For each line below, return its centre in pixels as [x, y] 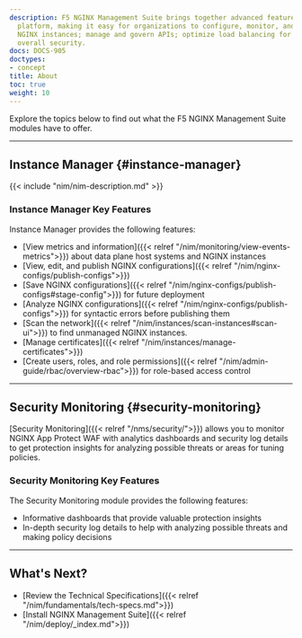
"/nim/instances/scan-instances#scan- [205, 323]
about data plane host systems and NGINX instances [169, 256]
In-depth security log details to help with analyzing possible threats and [155, 527]
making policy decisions [67, 536]
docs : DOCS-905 [38, 51]
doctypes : [28, 59]
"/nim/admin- [244, 361]
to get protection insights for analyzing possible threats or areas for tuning [147, 448]
